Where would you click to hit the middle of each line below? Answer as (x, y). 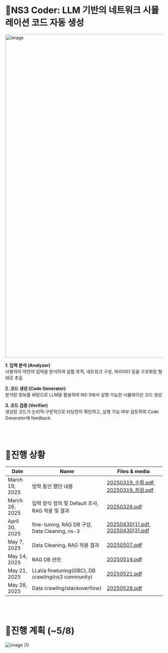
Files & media (133, 471)
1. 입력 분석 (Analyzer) (28, 365)
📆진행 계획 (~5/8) (40, 631)
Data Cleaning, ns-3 (56, 531)
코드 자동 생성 (57, 23)
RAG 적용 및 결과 (50, 511)
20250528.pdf (124, 588)
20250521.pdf (124, 573)
